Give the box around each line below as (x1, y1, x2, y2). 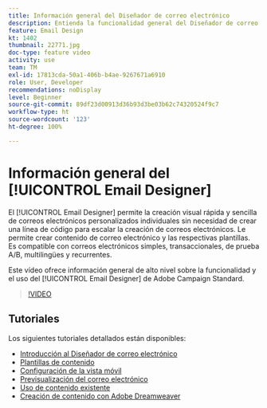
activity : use (8, 57, 56, 65)
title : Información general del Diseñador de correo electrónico (8, 11, 230, 20)
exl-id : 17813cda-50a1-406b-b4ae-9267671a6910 (8, 71, 166, 79)
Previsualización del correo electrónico (19, 374, 149, 383)
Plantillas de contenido (19, 357, 95, 367)
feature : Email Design (8, 26, 84, 34)
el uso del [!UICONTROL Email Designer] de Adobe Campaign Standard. (8, 273, 245, 283)
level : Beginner (8, 93, 62, 101)
